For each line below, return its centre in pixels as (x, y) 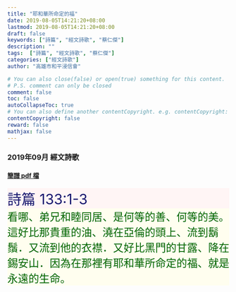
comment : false (30, 92)
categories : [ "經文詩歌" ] (43, 60)
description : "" (31, 47)
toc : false (23, 99)
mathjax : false (30, 131)
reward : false (28, 125)
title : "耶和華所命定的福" (43, 14)
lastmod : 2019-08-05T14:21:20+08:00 (61, 27)
